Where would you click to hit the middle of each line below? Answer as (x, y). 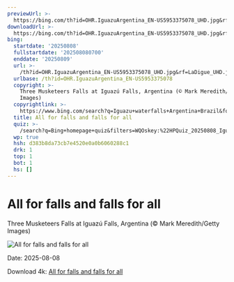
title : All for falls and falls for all (73, 117)
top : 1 (23, 157)
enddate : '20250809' (43, 59)
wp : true (26, 137)
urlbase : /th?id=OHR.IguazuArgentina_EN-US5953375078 (93, 79)
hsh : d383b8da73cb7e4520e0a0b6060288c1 (71, 144)
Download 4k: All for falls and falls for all (65, 271)
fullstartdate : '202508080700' (59, 53)
